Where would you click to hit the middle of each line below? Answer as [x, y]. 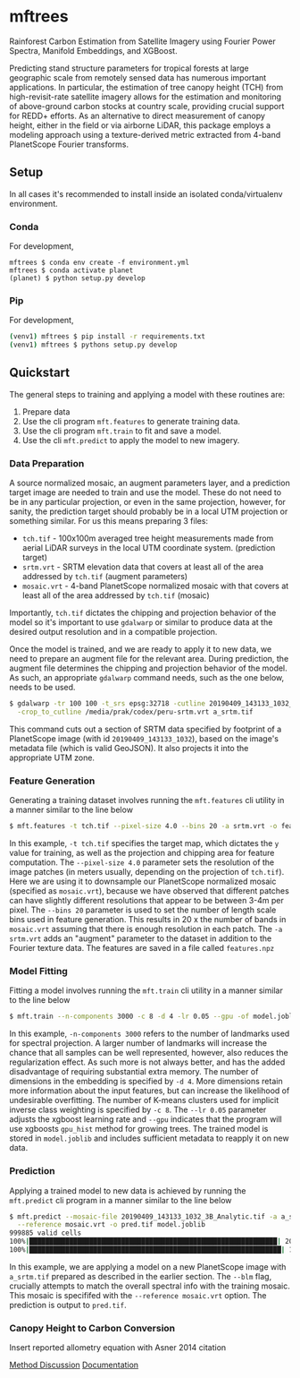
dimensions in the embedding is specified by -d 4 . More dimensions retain [146, 1082]
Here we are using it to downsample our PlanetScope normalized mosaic [143, 882]
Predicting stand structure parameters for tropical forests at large [129, 68]
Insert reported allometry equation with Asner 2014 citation [118, 1348]
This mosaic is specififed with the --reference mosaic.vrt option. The [138, 1295]
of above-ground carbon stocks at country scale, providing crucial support [147, 106]
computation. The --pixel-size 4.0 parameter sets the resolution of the [142, 862]
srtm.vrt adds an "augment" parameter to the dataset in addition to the [141, 938]
